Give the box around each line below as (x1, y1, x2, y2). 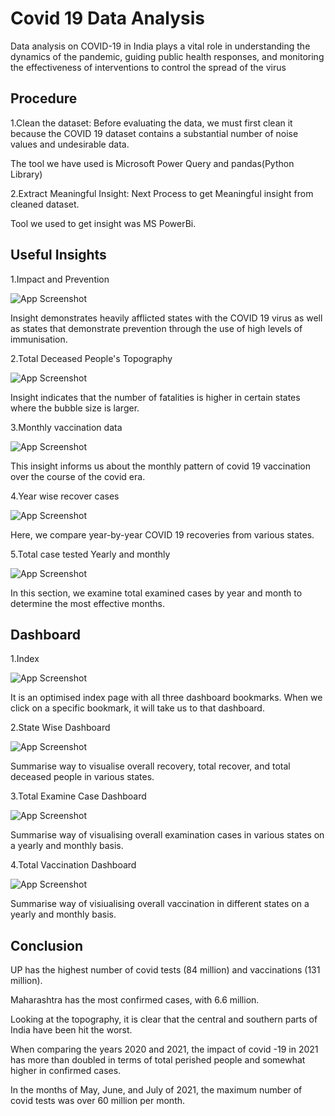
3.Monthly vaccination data (10, 421, 123, 433)
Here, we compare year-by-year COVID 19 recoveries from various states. (10, 528, 315, 541)
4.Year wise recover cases (10, 490, 120, 502)
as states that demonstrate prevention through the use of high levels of (10, 322, 303, 334)
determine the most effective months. (10, 597, 165, 609)
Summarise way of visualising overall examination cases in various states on (10, 829, 325, 841)
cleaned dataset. (10, 198, 80, 210)
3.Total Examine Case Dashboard (10, 790, 147, 802)
